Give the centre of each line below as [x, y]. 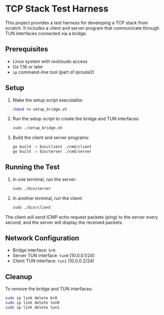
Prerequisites [27, 49]
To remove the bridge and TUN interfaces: [49, 289]
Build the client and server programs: [51, 138]
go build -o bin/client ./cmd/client [52, 147]
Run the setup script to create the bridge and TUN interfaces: [76, 119]
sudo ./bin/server [32, 188]
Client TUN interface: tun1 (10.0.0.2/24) [53, 261]
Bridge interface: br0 [34, 250]
